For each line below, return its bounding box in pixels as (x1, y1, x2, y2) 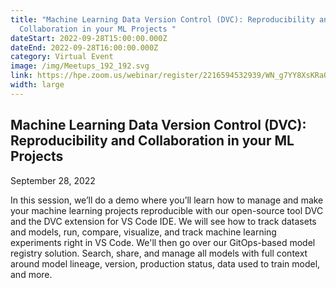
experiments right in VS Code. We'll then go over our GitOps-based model (10, 236, 316, 248)
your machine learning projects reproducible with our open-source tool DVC (10, 204, 324, 216)
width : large (10, 80, 65, 90)
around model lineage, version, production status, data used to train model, (10, 257, 321, 270)
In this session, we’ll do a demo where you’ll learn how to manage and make (10, 194, 324, 206)
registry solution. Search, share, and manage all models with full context (10, 247, 308, 259)
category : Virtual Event (10, 52, 114, 62)
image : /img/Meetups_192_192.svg (10, 61, 150, 71)
